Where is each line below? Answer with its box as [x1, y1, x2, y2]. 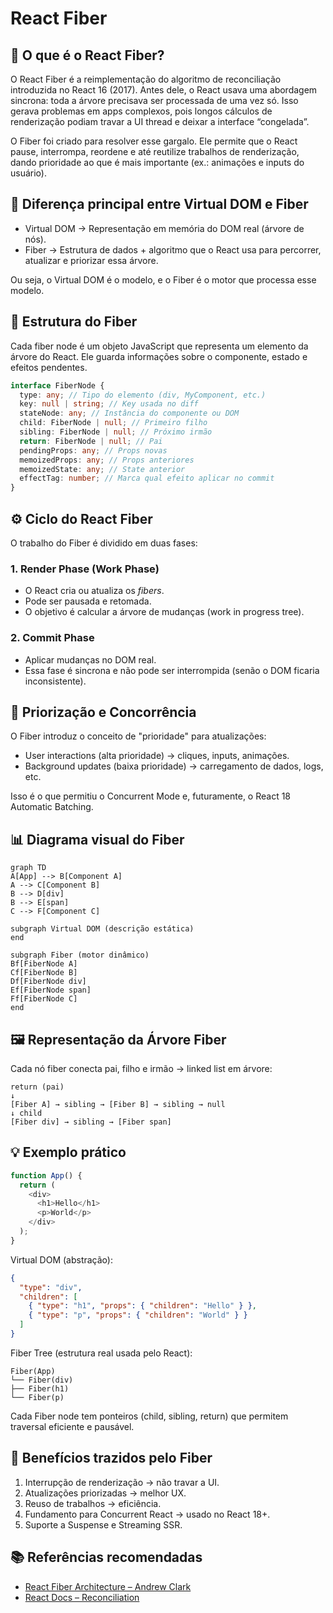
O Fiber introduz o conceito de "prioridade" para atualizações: [10, 730, 267, 742]
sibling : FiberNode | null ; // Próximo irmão [19, 427, 213, 437]
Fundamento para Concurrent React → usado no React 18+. [24, 1508, 271, 1520]
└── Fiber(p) [10, 1392, 65, 1402]
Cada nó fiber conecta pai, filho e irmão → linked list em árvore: [10, 1062, 273, 1074]
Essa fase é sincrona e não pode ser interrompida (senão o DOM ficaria [24, 664, 320, 676]
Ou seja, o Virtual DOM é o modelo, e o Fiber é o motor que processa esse [10, 273, 317, 286]
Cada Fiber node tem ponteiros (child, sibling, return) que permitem [10, 1410, 289, 1422]
